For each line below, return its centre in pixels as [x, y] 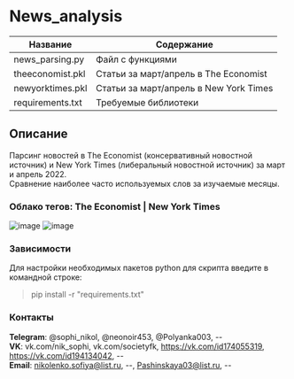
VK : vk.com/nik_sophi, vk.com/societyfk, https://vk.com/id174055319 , [137, 346]
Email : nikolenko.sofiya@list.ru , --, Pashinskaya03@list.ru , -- [120, 365]
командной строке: [46, 277]
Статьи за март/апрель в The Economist [182, 73]
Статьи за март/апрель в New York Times [185, 88]
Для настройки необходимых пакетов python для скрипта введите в [139, 268]
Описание [39, 134]
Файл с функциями [136, 59]
